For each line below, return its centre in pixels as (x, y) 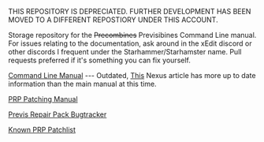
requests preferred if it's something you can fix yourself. (100, 60)
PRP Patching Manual (43, 99)
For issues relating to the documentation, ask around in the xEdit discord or (130, 43)
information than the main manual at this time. (82, 84)
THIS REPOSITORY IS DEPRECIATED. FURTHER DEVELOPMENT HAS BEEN (130, 11)
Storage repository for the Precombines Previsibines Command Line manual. (132, 35)
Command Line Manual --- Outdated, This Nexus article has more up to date (132, 75)
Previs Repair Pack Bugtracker (58, 114)
